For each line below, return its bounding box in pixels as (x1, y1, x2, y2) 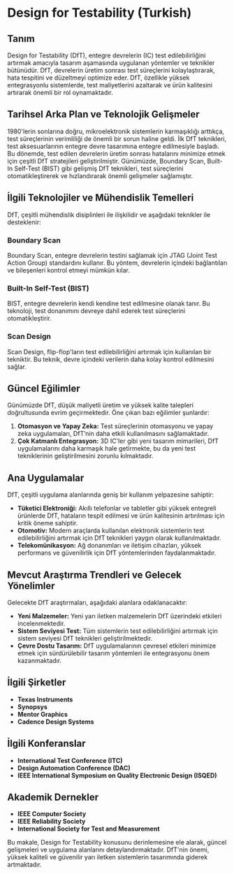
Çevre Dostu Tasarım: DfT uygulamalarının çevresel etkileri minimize (17, 641, 217, 650)
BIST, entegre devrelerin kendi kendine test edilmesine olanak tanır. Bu (7, 299, 211, 308)
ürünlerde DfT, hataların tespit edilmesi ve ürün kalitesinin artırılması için (17, 511, 225, 520)
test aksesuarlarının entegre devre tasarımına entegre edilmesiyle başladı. (7, 142, 220, 150)
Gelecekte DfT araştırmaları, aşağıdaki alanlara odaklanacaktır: (7, 598, 187, 606)
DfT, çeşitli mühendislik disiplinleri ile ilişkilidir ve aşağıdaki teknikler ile (7, 210, 211, 219)
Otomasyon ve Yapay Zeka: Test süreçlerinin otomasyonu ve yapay (17, 422, 214, 430)
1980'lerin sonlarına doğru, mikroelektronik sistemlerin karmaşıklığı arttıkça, (7, 127, 225, 136)
